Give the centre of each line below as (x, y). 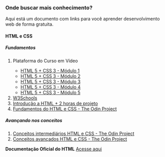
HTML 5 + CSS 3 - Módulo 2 (50, 76)
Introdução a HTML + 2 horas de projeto (55, 103)
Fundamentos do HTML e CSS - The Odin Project (65, 109)
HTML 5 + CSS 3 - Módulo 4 (50, 87)
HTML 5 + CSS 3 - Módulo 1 (50, 70)
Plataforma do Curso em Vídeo (45, 61)
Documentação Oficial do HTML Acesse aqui (54, 149)
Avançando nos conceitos (34, 121)
